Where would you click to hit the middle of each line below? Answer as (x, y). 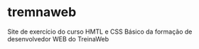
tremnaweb (42, 12)
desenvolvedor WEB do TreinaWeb (58, 38)
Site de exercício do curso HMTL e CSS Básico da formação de (100, 31)
